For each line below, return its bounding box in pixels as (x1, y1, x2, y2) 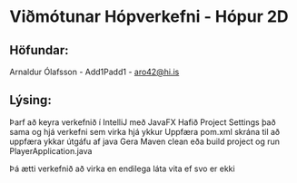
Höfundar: (9, 43, 70, 58)
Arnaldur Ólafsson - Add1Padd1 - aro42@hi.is (9, 66, 180, 77)
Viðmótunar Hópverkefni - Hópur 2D (9, 6, 289, 27)
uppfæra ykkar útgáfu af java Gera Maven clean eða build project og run (9, 136, 280, 147)
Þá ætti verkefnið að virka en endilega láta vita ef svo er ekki (9, 163, 235, 174)
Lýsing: (9, 92, 52, 108)
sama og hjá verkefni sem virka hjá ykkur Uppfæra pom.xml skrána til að (9, 126, 281, 137)
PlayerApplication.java (9, 145, 93, 156)
